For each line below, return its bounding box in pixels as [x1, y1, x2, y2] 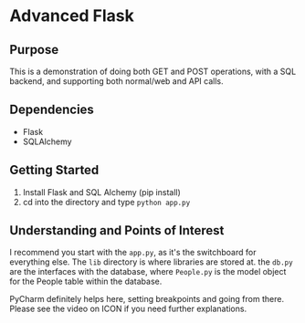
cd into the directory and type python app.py [22, 196, 191, 207]
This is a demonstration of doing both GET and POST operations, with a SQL [9, 66, 297, 77]
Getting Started [9, 162, 100, 178]
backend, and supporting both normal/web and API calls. [9, 76, 224, 87]
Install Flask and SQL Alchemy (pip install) [22, 186, 181, 197]
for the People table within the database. [9, 276, 163, 287]
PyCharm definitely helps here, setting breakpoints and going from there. [9, 294, 285, 305]
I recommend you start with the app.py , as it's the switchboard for [9, 247, 257, 258]
